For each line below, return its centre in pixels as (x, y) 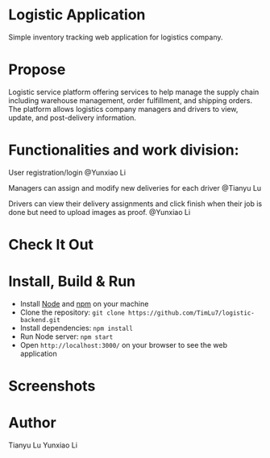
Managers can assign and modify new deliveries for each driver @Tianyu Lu (135, 188)
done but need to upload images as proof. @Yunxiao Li (100, 212)
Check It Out (51, 245)
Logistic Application (77, 15)
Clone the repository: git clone (72, 312)
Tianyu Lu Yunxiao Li (43, 445)
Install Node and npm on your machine (84, 303)
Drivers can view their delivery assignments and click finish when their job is (135, 204)
